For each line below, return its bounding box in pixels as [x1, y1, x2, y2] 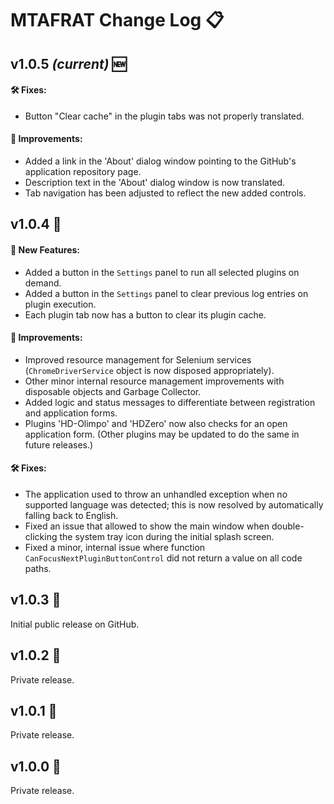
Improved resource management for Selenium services [24, 353, 252, 366]
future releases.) [24, 438, 94, 451]
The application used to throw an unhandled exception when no [24, 488, 288, 500]
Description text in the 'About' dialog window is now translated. [24, 176, 286, 188]
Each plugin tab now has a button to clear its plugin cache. [24, 308, 267, 321]
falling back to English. [24, 509, 119, 521]
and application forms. [24, 407, 118, 419]
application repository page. [24, 165, 142, 177]
